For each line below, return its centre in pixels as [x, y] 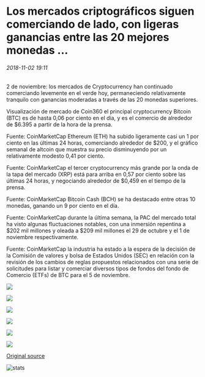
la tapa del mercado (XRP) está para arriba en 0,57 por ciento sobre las [96, 174]
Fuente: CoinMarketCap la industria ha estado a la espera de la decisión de [101, 249]
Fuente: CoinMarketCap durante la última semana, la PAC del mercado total [101, 218]
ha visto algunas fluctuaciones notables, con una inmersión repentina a [96, 224]
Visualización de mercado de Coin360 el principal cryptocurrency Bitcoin [99, 112]
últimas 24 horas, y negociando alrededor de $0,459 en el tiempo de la [96, 181]
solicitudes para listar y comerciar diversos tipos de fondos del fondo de [98, 268]
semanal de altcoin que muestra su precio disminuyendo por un [87, 150]
